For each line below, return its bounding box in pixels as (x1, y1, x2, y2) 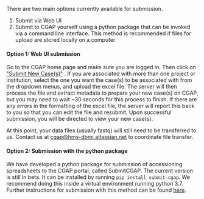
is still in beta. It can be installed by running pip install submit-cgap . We (6, 174, 191, 181)
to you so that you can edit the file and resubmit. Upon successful (6, 109, 172, 116)
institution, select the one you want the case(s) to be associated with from (6, 76, 192, 84)
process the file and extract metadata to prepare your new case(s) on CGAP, (6, 89, 199, 96)
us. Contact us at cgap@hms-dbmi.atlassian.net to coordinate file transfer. (6, 133, 194, 141)
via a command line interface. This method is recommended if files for (15, 30, 192, 37)
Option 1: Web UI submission (6, 50, 80, 57)
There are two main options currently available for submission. (6, 5, 163, 12)
